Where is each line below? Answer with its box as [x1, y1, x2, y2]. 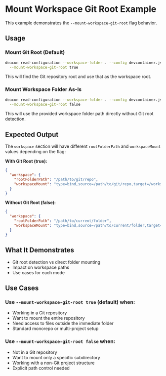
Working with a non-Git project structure [12, 360, 95, 366]
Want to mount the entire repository [12, 315, 85, 321]
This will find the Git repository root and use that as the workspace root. [5, 74, 152, 80]
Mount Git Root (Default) [5, 49, 65, 56]
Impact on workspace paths [12, 264, 70, 270]
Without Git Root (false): [5, 200, 56, 206]
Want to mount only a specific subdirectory [12, 354, 100, 360]
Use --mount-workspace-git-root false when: [5, 338, 116, 345]
